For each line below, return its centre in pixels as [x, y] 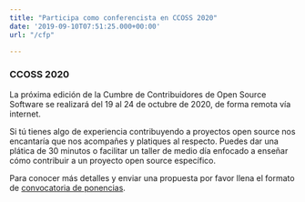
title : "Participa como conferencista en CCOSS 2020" [114, 18]
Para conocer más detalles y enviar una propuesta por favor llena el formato [152, 177]
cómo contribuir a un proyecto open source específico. [113, 160]
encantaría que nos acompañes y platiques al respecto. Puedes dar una [144, 141]
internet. [25, 114]
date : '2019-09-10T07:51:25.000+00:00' [85, 26]
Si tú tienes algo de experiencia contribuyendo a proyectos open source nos [152, 131]
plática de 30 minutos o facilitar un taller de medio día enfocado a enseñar [149, 150]
